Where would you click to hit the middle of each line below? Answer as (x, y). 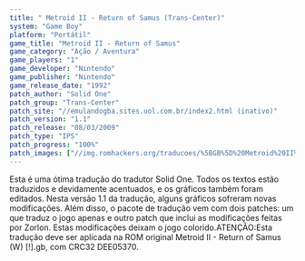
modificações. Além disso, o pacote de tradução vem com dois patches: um (152, 208)
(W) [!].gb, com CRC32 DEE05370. (74, 246)
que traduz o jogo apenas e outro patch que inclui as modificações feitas (146, 217)
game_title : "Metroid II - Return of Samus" (95, 43)
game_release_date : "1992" (60, 85)
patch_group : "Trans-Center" (64, 102)
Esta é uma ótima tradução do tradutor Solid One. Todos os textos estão (144, 179)
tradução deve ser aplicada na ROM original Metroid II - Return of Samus (145, 236)
